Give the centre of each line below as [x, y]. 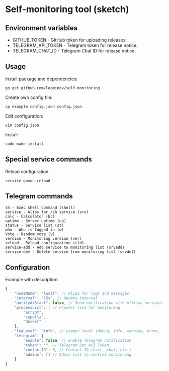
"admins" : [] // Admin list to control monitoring [77, 354]
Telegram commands [39, 196]
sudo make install [24, 144]
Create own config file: [29, 97]
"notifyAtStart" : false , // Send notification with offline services [89, 303]
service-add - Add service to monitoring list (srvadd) [65, 248]
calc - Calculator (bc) [30, 217]
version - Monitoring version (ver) [44, 239]
